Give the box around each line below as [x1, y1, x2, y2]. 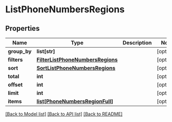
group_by [8, 48, 32, 55]
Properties [5, 24, 40, 33]
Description [122, 39, 152, 46]
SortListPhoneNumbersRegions [36, 65, 116, 71]
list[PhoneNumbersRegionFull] [36, 98, 114, 105]
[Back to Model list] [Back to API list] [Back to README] [5, 111, 123, 117]
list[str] [36, 48, 55, 55]
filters [8, 56, 23, 63]
